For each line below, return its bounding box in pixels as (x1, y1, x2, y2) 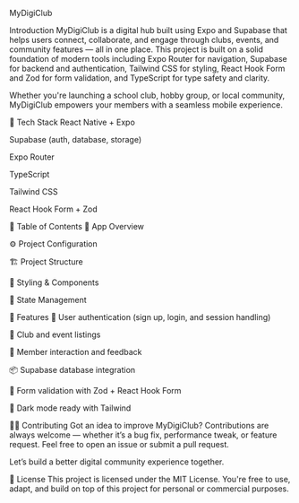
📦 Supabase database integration (9, 365, 136, 375)
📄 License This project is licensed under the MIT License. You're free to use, (9, 474, 291, 484)
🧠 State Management (9, 295, 87, 305)
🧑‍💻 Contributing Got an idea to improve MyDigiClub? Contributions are (9, 421, 269, 430)
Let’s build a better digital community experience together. (9, 456, 225, 467)
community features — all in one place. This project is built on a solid (9, 44, 264, 55)
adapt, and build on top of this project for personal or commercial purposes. (9, 483, 289, 494)
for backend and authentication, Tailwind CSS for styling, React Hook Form (9, 63, 286, 74)
